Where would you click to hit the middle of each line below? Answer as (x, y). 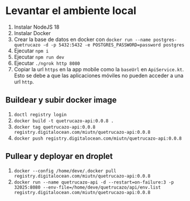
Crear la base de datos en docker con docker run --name (82, 39)
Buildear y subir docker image (61, 100)
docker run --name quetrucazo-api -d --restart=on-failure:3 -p (94, 182)
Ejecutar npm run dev (39, 57)
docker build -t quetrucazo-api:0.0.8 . (64, 121)
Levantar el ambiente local (71, 11)
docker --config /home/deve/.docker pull (65, 171)
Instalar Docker (32, 33)
